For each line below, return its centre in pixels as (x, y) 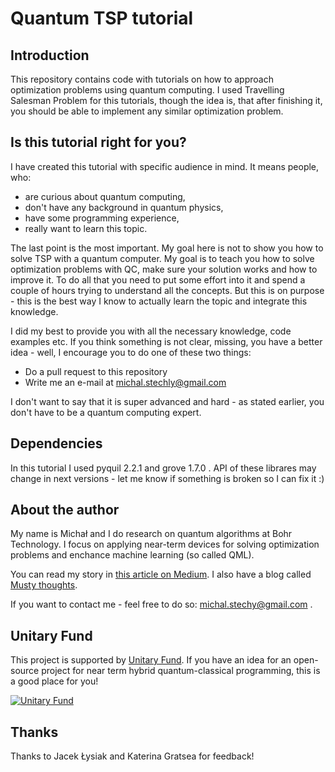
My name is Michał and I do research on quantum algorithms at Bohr (151, 534)
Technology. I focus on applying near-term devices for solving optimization (165, 544)
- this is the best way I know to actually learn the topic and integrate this (159, 301)
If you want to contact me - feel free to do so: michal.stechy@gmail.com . (161, 604)
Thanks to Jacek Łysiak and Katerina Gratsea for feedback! (132, 756)
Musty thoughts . (44, 585)
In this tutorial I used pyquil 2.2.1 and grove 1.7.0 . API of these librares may (163, 468)
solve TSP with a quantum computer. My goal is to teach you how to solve (162, 258)
